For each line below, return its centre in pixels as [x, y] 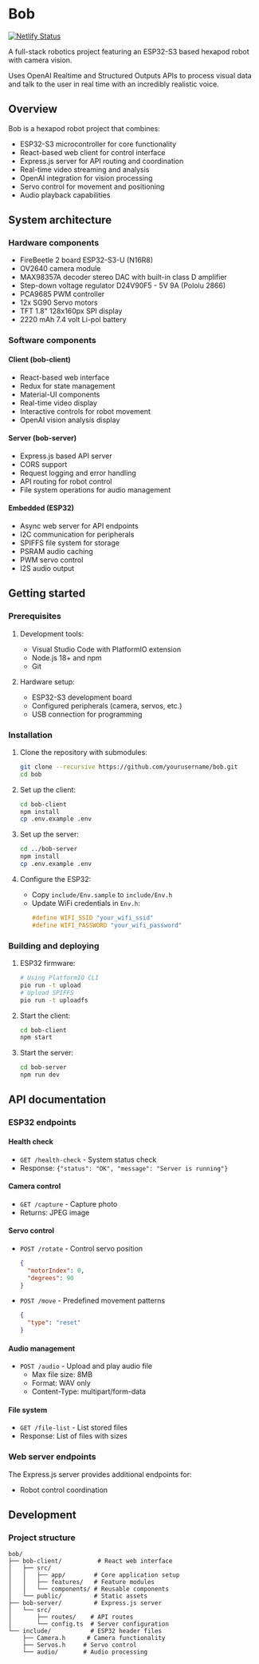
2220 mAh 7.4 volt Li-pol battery [73, 320]
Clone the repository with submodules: [83, 752]
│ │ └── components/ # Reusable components [89, 1589]
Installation [31, 735]
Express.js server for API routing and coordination [102, 161]
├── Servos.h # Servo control [80, 1645]
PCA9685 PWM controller [62, 294]
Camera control [35, 1186]
